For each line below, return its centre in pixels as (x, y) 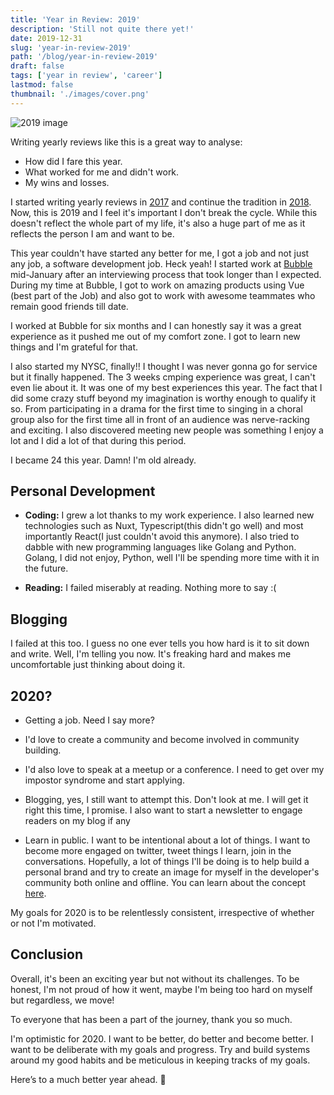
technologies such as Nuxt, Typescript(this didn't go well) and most (164, 526)
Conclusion (47, 954)
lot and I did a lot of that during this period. (98, 440)
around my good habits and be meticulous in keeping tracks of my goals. (160, 1060)
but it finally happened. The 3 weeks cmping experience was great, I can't (163, 377)
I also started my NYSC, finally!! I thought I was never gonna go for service (164, 366)
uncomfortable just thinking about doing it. (98, 665)
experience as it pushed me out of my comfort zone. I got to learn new (155, 336)
